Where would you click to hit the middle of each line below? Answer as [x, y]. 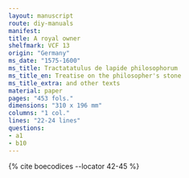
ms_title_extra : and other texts [64, 83]
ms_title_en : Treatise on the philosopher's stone [95, 76]
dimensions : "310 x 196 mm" [55, 106]
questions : [27, 128]
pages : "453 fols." [41, 98]
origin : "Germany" [39, 53]
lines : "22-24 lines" [45, 121]
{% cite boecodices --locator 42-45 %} [74, 166]
